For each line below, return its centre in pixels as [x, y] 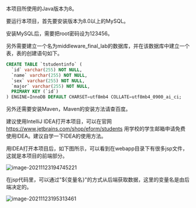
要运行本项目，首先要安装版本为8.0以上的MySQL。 [68, 21]
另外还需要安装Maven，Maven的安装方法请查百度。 [68, 109]
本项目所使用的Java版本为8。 [42, 8]
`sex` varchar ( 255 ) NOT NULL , [48, 81]
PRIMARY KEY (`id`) [35, 92]
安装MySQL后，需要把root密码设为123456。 [59, 33]
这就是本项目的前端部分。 [37, 156]
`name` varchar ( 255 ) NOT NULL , [49, 75]
